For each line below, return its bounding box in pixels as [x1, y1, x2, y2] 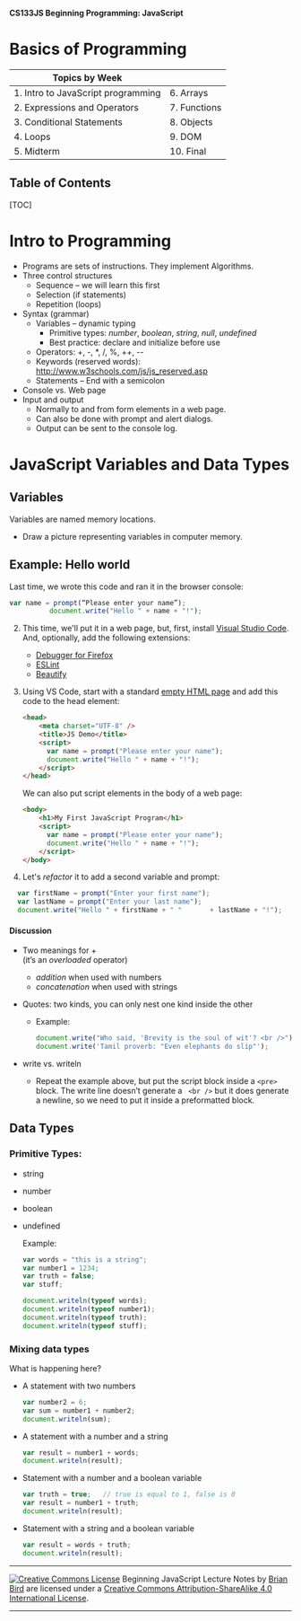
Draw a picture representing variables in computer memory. [21, 531, 244, 542]
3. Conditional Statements [13, 116, 123, 128]
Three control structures [21, 269, 113, 281]
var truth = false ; [21, 1272, 96, 1281]
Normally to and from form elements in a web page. [35, 403, 227, 414]
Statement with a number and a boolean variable [21, 1473, 202, 1484]
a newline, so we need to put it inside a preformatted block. [35, 1095, 255, 1106]
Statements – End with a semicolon [35, 374, 166, 385]
